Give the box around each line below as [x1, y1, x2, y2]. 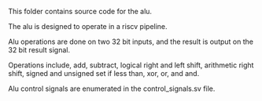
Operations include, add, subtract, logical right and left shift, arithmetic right [8, 60, 254, 70]
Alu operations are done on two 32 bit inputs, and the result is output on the [8, 37, 254, 46]
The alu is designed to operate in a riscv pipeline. [8, 22, 168, 31]
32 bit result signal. [8, 45, 71, 54]
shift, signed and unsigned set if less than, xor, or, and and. [8, 69, 200, 78]
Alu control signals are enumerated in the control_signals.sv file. [8, 84, 216, 93]
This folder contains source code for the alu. [8, 7, 152, 16]
